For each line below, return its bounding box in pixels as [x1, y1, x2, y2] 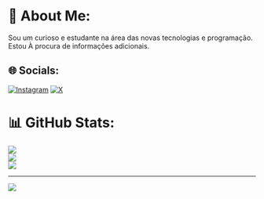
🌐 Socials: [8, 64, 60, 78]
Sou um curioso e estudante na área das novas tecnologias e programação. [8, 33, 253, 42]
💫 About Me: [8, 7, 91, 25]
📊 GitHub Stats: [8, 114, 115, 132]
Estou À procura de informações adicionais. [8, 41, 150, 50]
